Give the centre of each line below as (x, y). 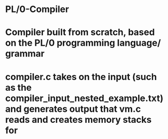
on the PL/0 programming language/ (83, 43)
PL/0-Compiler (37, 9)
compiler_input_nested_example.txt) (84, 98)
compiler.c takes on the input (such (81, 77)
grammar (25, 54)
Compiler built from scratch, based (80, 32)
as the (18, 87)
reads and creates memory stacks (78, 120)
